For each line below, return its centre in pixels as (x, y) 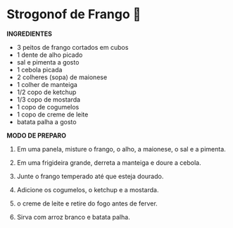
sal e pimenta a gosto (48, 62)
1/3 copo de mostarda (49, 99)
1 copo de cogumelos (48, 107)
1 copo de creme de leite (52, 114)
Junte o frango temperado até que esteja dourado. (90, 176)
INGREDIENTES (30, 34)
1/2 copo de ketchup (46, 92)
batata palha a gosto (46, 121)
